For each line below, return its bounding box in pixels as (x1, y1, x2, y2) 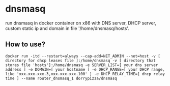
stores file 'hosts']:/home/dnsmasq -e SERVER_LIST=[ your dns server (5, 62, 158, 68)
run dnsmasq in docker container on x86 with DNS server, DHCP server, (5, 20, 157, 26)
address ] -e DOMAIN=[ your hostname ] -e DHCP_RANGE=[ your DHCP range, (5, 67, 165, 72)
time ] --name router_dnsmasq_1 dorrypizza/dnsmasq (5, 76, 117, 81)
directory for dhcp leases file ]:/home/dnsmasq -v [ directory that (5, 58, 156, 63)
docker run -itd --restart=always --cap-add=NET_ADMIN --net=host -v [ (5, 53, 160, 59)
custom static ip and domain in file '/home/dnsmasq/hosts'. (5, 25, 130, 31)
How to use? (5, 40, 46, 49)
